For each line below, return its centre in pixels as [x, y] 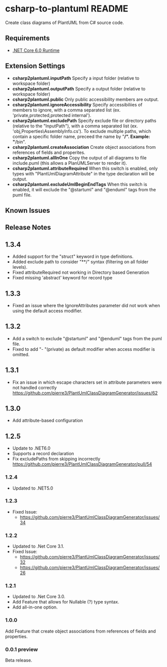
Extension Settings [35, 66]
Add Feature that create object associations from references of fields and [81, 631]
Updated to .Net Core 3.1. [38, 546]
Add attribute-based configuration [48, 421]
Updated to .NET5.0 [33, 488]
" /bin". [19, 142]
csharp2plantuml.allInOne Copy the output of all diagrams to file [80, 157]
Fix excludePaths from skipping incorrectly [56, 459]
